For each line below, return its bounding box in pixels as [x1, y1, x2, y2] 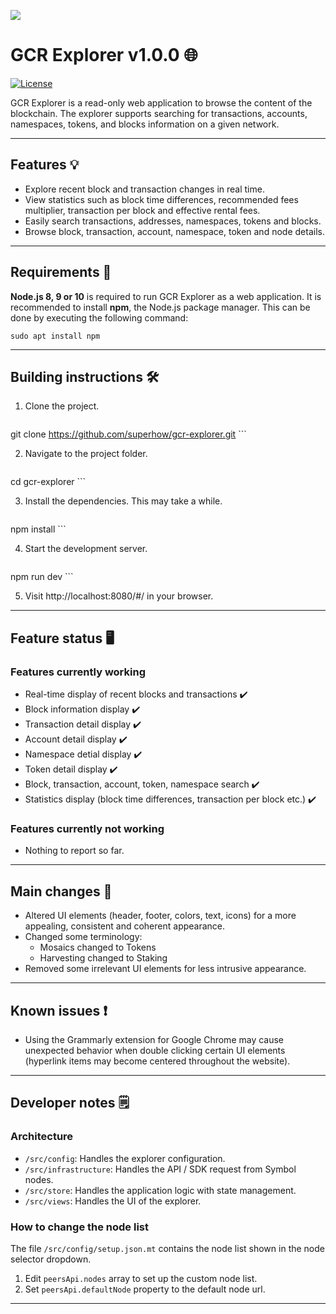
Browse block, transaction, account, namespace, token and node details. [24, 225, 325, 237]
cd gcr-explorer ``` [10, 476, 87, 488]
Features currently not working [10, 821, 165, 835]
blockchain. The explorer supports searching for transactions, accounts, [10, 107, 308, 119]
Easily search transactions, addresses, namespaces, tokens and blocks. [24, 215, 322, 227]
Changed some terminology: [24, 931, 143, 943]
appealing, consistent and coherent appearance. [24, 920, 226, 932]
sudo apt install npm [10, 331, 101, 341]
